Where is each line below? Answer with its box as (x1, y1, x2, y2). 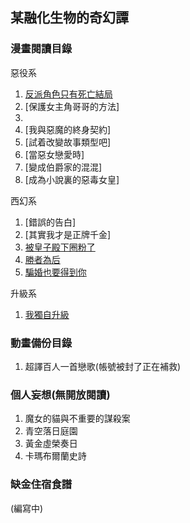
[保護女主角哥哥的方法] (24, 100, 120, 112)
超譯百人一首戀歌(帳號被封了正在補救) (24, 360, 182, 372)
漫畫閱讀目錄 (10, 42, 73, 56)
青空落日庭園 (24, 425, 78, 437)
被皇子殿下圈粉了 (24, 241, 96, 253)
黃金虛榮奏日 (24, 438, 78, 450)
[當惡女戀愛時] (24, 148, 85, 160)
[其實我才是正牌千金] (24, 228, 112, 240)
